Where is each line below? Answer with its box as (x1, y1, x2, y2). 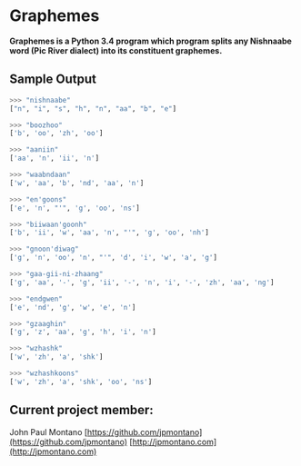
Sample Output (9, 72, 97, 87)
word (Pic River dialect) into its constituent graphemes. (9, 45, 223, 55)
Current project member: (9, 402, 155, 418)
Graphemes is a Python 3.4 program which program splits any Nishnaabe (9, 35, 293, 46)
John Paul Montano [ (9, 426, 88, 437)
